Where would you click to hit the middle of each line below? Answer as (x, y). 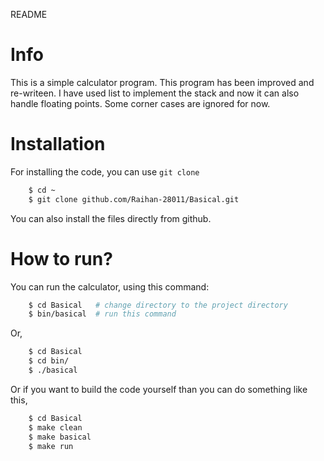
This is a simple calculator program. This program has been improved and (162, 82)
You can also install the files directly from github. (111, 218)
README (29, 14)
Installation (58, 144)
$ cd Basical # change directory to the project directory (158, 305)
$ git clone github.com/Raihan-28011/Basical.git (134, 199)
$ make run (51, 446)
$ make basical (60, 437)
